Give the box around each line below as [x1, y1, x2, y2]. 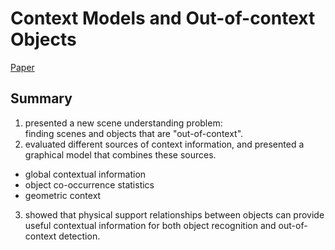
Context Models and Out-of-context [10, 7, 316, 30]
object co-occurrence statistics [24, 178, 155, 191]
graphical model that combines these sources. [24, 148, 217, 161]
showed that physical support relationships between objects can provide [24, 208, 325, 221]
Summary [10, 90, 73, 107]
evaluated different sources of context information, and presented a [24, 138, 305, 150]
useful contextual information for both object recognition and [24, 219, 277, 231]
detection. [58, 230, 101, 242]
